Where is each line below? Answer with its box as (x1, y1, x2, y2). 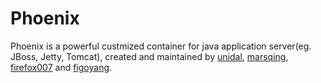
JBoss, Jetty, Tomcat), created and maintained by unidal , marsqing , (10, 50, 289, 62)
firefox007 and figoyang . (10, 61, 113, 73)
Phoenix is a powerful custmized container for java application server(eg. (10, 40, 312, 52)
